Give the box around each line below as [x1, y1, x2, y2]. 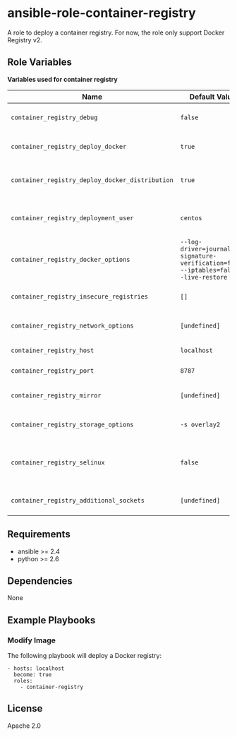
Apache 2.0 [7, 721, 41, 730]
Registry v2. [7, 35, 42, 44]
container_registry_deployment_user [11, 214, 134, 222]
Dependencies [7, 575, 73, 587]
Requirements [7, 528, 71, 541]
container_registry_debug [11, 113, 98, 121]
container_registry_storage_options [11, 420, 134, 429]
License [7, 702, 43, 714]
